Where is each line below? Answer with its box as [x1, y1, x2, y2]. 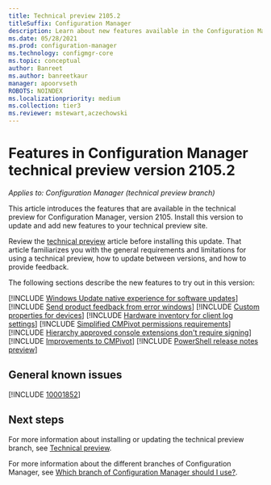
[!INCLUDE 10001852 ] [8, 389, 81, 399]
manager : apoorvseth [8, 79, 78, 87]
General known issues [8, 368, 123, 382]
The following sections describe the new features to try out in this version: [8, 278, 256, 287]
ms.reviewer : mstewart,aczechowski [8, 110, 128, 118]
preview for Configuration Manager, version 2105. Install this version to [8, 211, 244, 222]
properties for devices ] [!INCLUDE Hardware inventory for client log [8, 310, 234, 320]
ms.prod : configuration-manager [8, 42, 117, 50]
